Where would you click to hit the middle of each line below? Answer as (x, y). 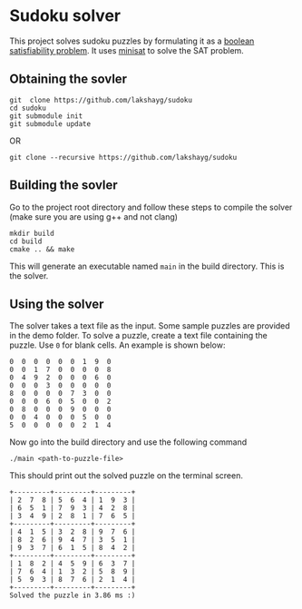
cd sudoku (28, 108)
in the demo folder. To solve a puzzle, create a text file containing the (138, 336)
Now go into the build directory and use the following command (128, 442)
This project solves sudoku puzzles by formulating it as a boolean (132, 41)
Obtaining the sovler (68, 79)
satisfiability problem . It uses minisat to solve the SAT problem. (127, 50)
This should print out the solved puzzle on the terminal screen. (126, 476)
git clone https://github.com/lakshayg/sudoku (101, 100)
